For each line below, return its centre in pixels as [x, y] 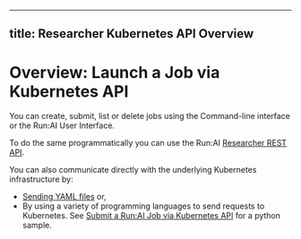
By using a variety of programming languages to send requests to [143, 206]
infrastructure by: [41, 179]
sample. [37, 226]
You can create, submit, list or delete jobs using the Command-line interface [150, 116]
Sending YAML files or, [64, 197]
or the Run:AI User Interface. [62, 125]
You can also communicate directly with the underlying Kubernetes [133, 170]
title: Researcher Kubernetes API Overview [132, 34]
